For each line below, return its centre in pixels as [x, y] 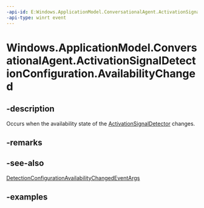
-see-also [25, 163]
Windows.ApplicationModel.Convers [102, 48]
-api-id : [17, 12]
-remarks [24, 143]
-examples [27, 197]
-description [30, 109]
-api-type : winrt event [36, 18]
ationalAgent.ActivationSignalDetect [101, 61]
